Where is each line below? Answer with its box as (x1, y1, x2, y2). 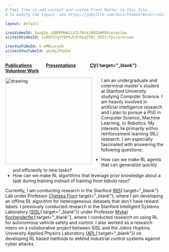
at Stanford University (101, 88, 147, 94)
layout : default (5, 21, 39, 26)
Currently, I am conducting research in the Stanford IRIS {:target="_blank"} (5, 187, 159, 193)
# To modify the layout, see (5, 12, 66, 17)
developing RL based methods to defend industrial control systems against (5, 235, 160, 241)
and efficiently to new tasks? (12, 167, 72, 173)
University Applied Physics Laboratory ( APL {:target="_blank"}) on (5, 230, 142, 236)
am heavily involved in (101, 98, 147, 104)
